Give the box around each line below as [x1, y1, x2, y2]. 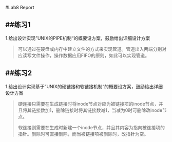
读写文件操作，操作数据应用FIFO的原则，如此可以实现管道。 [22, 52, 150, 58]
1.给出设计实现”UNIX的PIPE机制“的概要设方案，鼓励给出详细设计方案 [5, 35, 150, 41]
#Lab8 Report [5, 5, 34, 10]
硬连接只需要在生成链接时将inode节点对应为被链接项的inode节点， [17, 100, 159, 107]
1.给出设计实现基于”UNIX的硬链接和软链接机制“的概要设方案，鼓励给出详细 [5, 83, 163, 89]
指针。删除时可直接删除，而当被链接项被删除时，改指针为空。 [17, 131, 149, 137]
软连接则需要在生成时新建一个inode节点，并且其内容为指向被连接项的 [17, 124, 165, 130]
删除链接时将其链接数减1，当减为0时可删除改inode [55, 107, 163, 113]
